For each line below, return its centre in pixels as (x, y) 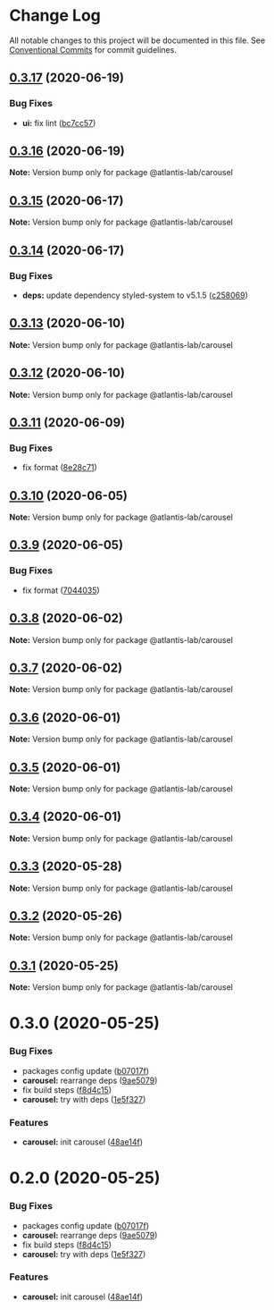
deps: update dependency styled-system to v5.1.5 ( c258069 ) (135, 295)
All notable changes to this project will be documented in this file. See (137, 40)
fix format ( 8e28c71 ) (60, 468)
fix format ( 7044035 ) (61, 590)
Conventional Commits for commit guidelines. (93, 49)
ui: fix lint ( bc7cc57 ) (59, 123)
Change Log (55, 16)
